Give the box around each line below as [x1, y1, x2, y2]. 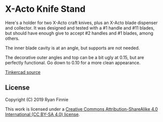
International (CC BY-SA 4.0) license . [5, 111, 80, 117]
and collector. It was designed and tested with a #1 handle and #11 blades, [5, 25, 155, 30]
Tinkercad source [5, 69, 41, 75]
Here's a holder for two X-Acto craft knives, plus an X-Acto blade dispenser [5, 20, 158, 26]
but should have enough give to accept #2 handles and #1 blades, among [5, 30, 154, 36]
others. [5, 35, 20, 41]
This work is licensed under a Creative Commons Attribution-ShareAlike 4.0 [5, 106, 158, 112]
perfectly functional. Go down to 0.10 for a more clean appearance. [5, 60, 141, 65]
